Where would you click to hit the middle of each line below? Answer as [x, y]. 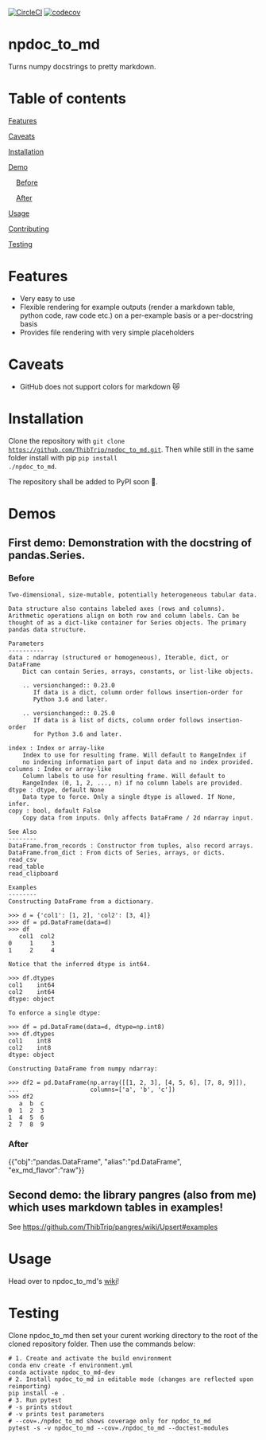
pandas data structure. [48, 629]
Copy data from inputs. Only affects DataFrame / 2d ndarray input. [138, 818]
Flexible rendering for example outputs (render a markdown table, [127, 307]
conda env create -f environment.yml [71, 1365]
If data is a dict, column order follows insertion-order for [138, 692]
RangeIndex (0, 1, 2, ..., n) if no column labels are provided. [133, 783]
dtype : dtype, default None [56, 790]
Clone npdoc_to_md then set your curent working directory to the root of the [133, 1335]
